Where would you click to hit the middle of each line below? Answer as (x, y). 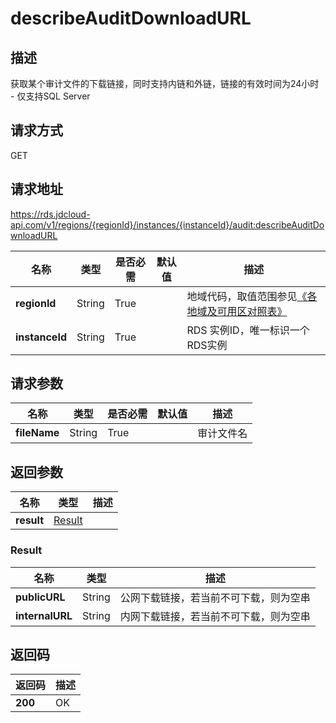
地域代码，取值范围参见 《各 (252, 296)
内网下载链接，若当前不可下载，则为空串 (215, 616)
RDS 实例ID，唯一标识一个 (248, 330)
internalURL (44, 615)
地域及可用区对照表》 (237, 311)
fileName (37, 433)
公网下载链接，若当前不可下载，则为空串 (215, 597)
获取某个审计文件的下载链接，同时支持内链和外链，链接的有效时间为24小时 (165, 83)
